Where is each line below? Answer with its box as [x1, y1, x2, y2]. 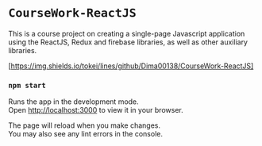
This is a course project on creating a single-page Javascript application [8, 29, 245, 38]
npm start [8, 81, 46, 90]
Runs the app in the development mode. [8, 97, 139, 106]
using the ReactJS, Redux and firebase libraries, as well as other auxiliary [8, 37, 249, 47]
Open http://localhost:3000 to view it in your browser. [8, 106, 184, 115]
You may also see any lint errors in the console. [8, 129, 163, 139]
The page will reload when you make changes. [8, 121, 161, 130]
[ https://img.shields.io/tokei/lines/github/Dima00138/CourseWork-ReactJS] [8, 61, 254, 71]
